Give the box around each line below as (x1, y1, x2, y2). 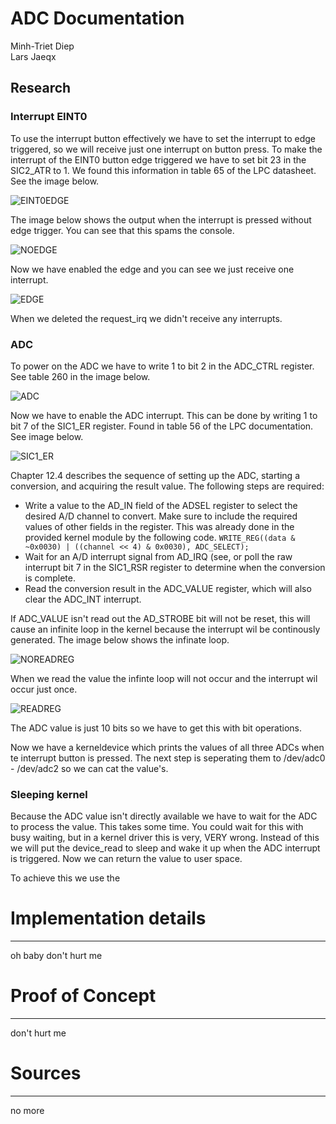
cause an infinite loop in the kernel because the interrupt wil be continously (10, 623, 321, 635)
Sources (10, 1062, 82, 1085)
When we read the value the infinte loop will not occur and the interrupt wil (10, 672, 318, 684)
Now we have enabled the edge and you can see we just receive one (10, 263, 295, 275)
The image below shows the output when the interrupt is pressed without (10, 213, 312, 226)
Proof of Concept (10, 985, 157, 1007)
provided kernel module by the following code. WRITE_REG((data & (24, 531, 296, 543)
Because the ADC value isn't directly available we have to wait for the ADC (10, 810, 318, 822)
